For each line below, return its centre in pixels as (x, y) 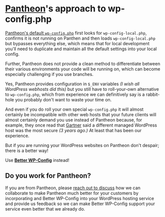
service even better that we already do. (45, 209)
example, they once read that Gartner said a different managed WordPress (81, 125)
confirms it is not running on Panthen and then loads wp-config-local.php (80, 38)
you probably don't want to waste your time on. (63, 99)
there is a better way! (27, 150)
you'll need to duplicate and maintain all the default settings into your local (81, 49)
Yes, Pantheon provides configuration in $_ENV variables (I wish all (72, 84)
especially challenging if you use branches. (49, 74)
